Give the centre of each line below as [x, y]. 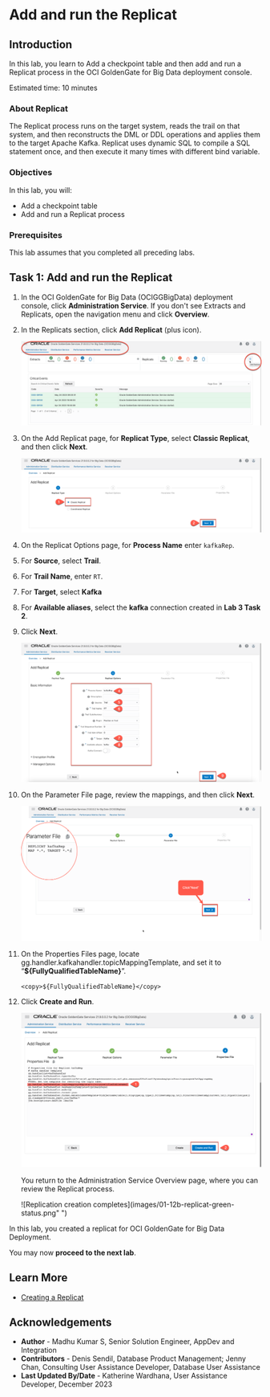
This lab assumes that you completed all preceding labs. [102, 252]
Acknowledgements [60, 1322]
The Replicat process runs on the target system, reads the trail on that [125, 126]
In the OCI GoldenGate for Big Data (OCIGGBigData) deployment [127, 297]
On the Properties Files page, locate [80, 954]
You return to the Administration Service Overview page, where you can [139, 1180]
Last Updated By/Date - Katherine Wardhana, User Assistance [124, 1376]
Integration [38, 1350]
